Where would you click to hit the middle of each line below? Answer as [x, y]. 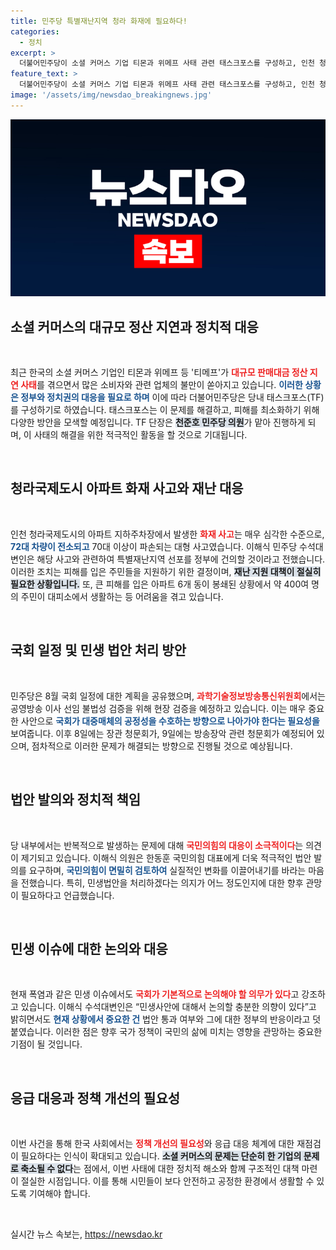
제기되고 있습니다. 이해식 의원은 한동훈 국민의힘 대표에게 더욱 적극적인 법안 [166, 857]
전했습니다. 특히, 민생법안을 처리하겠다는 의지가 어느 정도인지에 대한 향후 [162, 882]
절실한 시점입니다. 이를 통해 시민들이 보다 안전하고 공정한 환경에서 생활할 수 [167, 1181]
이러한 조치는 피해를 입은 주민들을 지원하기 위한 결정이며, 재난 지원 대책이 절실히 [166, 571]
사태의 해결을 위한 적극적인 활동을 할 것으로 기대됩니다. [140, 435]
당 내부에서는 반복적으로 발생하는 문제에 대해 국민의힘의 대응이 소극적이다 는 [157, 845]
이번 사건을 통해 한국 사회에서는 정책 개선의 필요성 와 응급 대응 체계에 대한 [152, 1144]
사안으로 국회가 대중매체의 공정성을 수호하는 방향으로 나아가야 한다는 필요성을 [170, 721]
